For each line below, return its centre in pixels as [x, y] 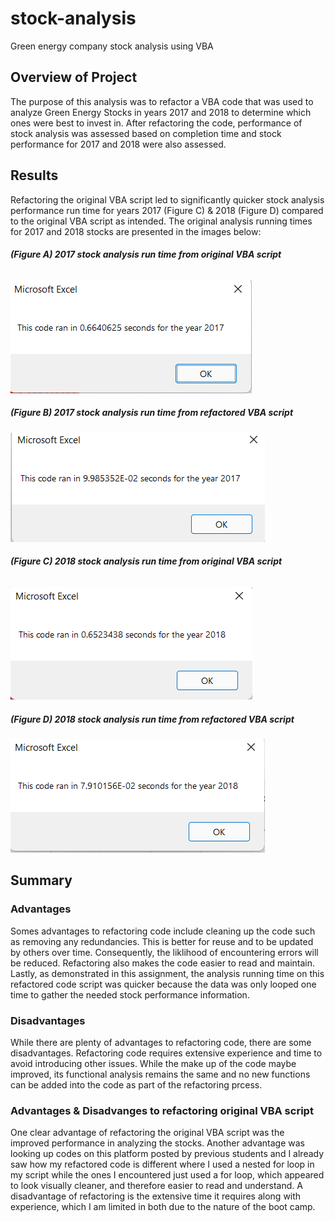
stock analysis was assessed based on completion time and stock [146, 133]
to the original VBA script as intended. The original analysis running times [161, 221]
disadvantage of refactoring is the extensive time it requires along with [156, 1196]
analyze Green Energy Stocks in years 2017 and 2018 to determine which [161, 112]
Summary [41, 880]
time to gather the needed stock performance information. [130, 994]
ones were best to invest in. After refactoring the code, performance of [156, 123]
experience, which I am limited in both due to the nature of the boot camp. [163, 1207]
